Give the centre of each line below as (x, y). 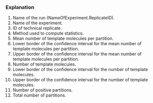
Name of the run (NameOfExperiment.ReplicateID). (64, 18)
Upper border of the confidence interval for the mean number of (77, 54)
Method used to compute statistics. (48, 34)
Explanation (20, 7)
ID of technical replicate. (37, 28)
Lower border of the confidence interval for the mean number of (77, 44)
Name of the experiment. (38, 23)
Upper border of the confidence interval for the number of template (80, 80)
